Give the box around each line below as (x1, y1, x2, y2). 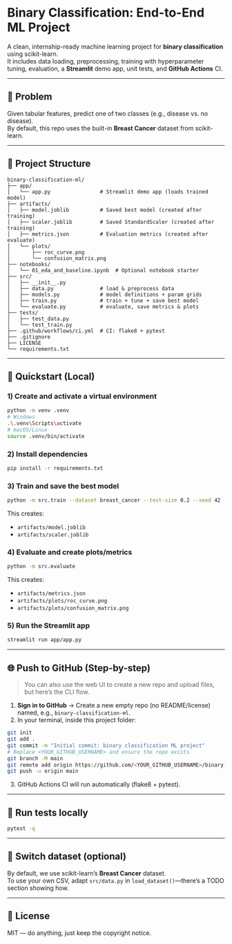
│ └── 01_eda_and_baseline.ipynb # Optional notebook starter (7, 267, 199, 274)
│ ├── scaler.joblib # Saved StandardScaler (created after (7, 218, 215, 225)
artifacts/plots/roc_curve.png (17, 598, 108, 605)
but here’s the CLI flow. (23, 688, 90, 696)
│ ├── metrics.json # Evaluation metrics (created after (7, 230, 209, 238)
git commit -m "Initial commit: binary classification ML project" (7, 742, 206, 749)
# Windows (7, 413, 36, 421)
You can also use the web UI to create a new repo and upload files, (23, 681, 215, 689)
